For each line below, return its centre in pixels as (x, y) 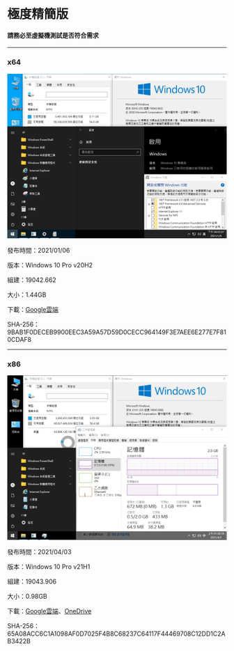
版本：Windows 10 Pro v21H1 (49, 566)
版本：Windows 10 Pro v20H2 (50, 265)
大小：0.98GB (27, 596)
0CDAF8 (19, 339)
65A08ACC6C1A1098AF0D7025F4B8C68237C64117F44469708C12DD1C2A (116, 634)
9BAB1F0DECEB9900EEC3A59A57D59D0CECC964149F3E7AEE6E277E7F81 (117, 332)
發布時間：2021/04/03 (39, 551)
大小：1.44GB (27, 295)
